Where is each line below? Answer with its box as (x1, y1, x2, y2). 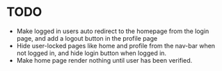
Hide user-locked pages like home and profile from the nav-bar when (16, 41, 216, 50)
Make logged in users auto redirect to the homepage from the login (16, 27, 209, 35)
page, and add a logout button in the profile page (16, 34, 158, 42)
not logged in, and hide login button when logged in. (16, 49, 167, 57)
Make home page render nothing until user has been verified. (16, 56, 193, 64)
